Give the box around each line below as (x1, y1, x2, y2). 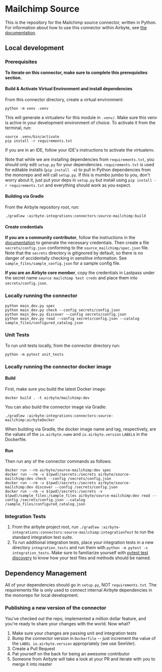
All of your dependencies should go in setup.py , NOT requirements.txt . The (5, 582, 157, 588)
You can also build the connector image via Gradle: (5, 404, 107, 410)
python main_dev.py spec (5, 303, 55, 308)
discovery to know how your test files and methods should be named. (12, 555, 151, 561)
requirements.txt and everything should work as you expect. (9, 182, 132, 188)
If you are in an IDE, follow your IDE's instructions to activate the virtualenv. (5, 147, 155, 153)
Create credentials (5, 224, 44, 229)
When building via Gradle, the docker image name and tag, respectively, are (5, 426, 156, 432)
